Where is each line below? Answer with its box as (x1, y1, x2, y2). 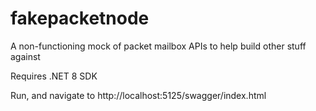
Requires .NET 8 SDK (10, 70, 98, 82)
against (10, 50, 41, 62)
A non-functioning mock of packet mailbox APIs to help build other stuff (10, 40, 307, 52)
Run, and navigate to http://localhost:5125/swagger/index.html (10, 89, 267, 101)
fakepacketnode (10, 7, 150, 30)
